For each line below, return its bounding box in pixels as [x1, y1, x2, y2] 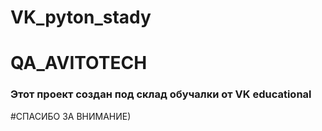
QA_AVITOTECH [10, 52, 148, 75]
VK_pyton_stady [10, 6, 152, 29]
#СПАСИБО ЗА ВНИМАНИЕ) [10, 110, 132, 122]
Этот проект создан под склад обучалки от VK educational [10, 87, 312, 101]
